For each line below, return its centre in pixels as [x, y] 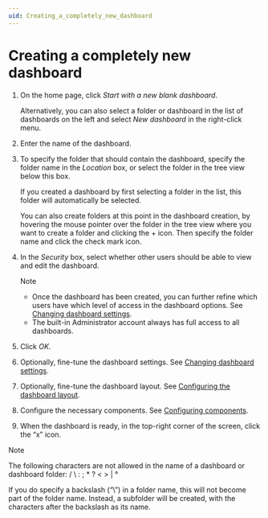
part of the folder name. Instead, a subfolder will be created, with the [122, 498]
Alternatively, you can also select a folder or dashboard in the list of [132, 110]
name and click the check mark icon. [81, 241]
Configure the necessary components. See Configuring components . [134, 410]
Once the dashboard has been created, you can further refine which [145, 296]
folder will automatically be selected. [81, 200]
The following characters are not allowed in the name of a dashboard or [127, 465]
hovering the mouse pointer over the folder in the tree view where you [136, 224]
